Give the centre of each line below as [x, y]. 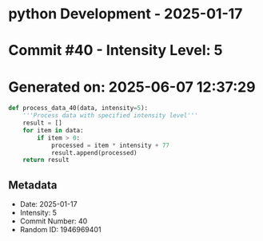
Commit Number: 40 [54, 221]
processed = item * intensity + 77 [110, 145]
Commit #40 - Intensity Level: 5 [116, 51]
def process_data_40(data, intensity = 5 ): [78, 109]
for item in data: [53, 130]
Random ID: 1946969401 [60, 230]
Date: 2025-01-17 [48, 204]
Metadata [33, 185]
